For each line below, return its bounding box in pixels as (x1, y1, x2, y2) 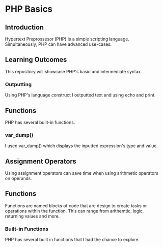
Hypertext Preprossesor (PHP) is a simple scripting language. (5, 36, 129, 42)
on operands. (5, 176, 32, 182)
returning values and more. (5, 213, 60, 219)
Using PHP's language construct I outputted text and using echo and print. (5, 92, 156, 98)
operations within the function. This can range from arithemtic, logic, (5, 208, 144, 214)
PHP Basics (5, 3, 53, 15)
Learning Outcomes (5, 56, 67, 64)
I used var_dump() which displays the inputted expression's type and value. (5, 143, 158, 149)
